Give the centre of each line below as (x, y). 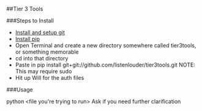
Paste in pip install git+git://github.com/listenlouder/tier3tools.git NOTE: (105, 65)
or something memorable (47, 52)
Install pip (27, 39)
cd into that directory (42, 58)
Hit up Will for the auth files (50, 78)
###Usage (20, 90)
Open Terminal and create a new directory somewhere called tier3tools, (106, 45)
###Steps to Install (30, 20)
